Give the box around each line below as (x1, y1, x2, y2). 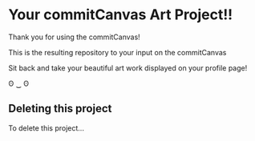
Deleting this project (8, 102, 112, 115)
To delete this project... (8, 123, 84, 133)
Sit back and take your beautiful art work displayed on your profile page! (8, 62, 248, 73)
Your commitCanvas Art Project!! (8, 6, 233, 24)
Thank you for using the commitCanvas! (8, 32, 140, 42)
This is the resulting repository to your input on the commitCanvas (8, 47, 227, 57)
